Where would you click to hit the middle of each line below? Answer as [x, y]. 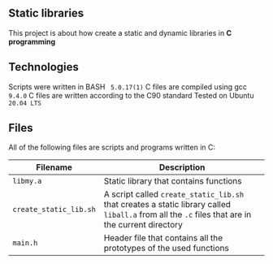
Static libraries [46, 13]
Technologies [44, 67]
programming [32, 41]
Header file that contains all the [163, 238]
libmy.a [27, 181]
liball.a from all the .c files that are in [178, 214]
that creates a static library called [167, 205]
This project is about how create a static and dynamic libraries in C [120, 32]
